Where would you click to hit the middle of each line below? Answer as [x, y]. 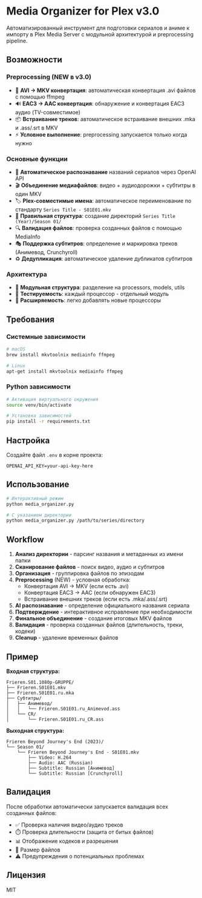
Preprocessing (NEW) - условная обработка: [73, 580]
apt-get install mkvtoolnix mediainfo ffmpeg [64, 371]
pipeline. [17, 41]
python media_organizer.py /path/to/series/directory [76, 521]
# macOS [16, 349]
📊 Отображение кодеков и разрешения [67, 841]
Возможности [34, 60]
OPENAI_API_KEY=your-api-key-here [50, 466]
